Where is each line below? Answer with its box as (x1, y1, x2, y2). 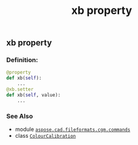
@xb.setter (6, 86, 34, 92)
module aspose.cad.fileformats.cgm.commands (15, 126, 131, 133)
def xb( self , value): (6, 92, 61, 98)
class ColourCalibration (15, 132, 76, 140)
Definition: (6, 56, 38, 64)
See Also (6, 112, 33, 120)
